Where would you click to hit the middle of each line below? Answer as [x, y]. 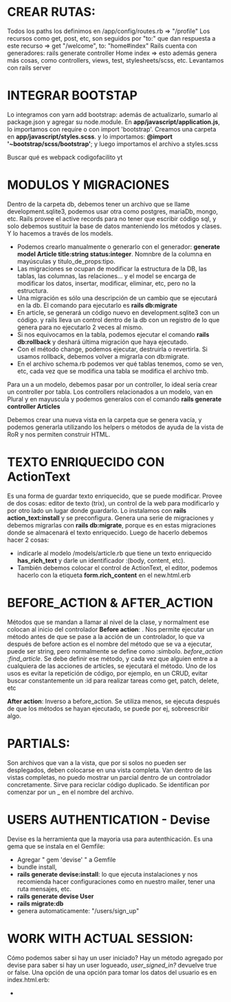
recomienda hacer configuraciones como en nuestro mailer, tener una [116, 881]
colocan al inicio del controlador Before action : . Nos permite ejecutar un [111, 629]
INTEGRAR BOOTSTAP [72, 95]
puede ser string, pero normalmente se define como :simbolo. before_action [115, 651]
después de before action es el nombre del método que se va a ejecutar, [110, 644]
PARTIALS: [39, 743]
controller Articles [34, 406]
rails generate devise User [55, 896]
